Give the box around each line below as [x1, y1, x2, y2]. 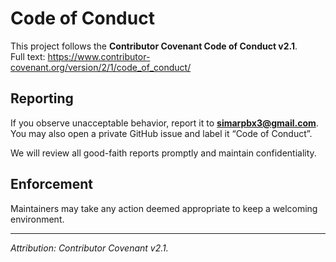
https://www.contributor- [47, 50, 151, 62]
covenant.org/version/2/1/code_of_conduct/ [10, 61, 192, 73]
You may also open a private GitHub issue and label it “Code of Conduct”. [10, 127, 313, 139]
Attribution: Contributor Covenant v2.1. [10, 242, 169, 254]
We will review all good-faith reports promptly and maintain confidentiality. [10, 147, 317, 159]
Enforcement [10, 176, 93, 193]
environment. [10, 213, 65, 225]
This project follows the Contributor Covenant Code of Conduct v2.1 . [10, 40, 298, 52]
